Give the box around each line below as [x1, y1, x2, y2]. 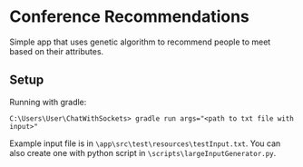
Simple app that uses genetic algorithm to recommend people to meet [9, 36, 271, 47]
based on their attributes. [9, 45, 104, 56]
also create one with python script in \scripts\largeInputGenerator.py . [9, 147, 277, 158]
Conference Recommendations [9, 6, 249, 27]
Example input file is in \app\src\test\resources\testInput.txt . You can [9, 138, 281, 149]
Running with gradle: [9, 96, 87, 107]
